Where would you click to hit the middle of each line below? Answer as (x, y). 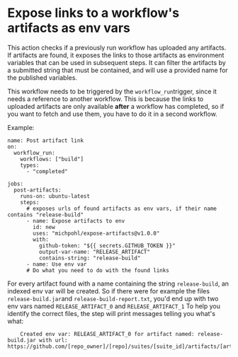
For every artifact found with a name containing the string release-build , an (118, 283)
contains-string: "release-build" (90, 258)
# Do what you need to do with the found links (98, 270)
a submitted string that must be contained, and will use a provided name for (118, 70)
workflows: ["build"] (52, 159)
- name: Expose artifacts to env (75, 221)
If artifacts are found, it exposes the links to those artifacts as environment (116, 55)
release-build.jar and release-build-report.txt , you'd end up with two (113, 298)
